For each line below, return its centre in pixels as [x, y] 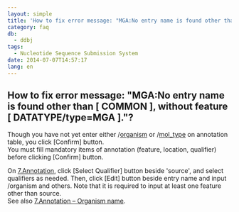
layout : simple [30, 14]
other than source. [34, 194]
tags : [15, 47]
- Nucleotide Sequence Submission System [76, 54]
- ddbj [23, 40]
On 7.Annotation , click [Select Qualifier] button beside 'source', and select [116, 171]
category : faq [28, 27]
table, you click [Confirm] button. [56, 142]
